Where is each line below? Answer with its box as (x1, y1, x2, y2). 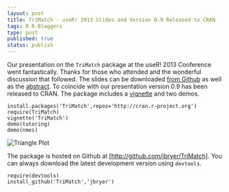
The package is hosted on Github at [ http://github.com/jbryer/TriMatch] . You (7, 152, 222, 160)
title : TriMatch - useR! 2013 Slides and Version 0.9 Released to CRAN (7, 16, 215, 23)
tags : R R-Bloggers (7, 23, 63, 29)
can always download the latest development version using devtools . (7, 159, 202, 167)
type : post (7, 29, 38, 36)
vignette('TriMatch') (7, 115, 69, 122)
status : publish (7, 42, 53, 49)
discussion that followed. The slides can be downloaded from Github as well (7, 75, 222, 83)
